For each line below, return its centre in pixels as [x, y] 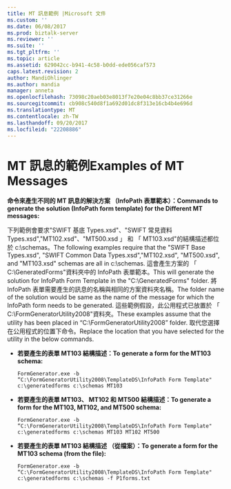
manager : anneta [30, 91]
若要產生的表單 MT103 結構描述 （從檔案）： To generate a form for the [118, 446]
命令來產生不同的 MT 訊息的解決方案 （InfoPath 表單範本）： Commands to [113, 201]
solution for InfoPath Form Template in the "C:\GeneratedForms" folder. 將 [112, 281]
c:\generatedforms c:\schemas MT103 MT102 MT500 [88, 432]
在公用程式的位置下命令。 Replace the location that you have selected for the [115, 331]
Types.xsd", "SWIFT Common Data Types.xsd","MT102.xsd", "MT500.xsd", [113, 255]
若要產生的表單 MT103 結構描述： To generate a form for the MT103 [114, 353]
